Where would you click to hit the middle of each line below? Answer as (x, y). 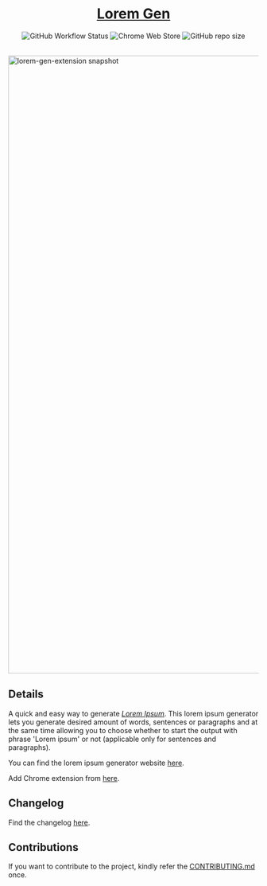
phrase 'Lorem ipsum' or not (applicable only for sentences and (112, 739)
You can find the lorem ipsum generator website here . (96, 763)
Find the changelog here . (49, 822)
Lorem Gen (133, 14)
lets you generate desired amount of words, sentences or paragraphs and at (133, 722)
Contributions (43, 847)
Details (26, 695)
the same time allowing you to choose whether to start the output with (123, 730)
